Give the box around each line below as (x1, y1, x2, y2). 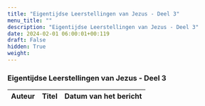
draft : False (7, 37, 46, 44)
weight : (7, 50, 31, 57)
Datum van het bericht (64, 91, 142, 101)
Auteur (11, 91, 36, 101)
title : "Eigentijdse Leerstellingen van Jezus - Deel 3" (7, 10, 180, 18)
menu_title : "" (7, 17, 53, 24)
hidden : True (7, 43, 46, 50)
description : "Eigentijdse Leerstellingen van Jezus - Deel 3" (7, 23, 199, 30)
